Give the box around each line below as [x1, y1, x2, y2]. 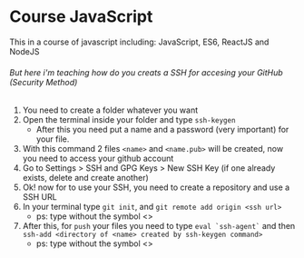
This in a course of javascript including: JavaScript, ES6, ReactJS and [9, 36, 270, 47]
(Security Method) [9, 76, 78, 87]
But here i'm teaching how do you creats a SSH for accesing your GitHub [9, 66, 283, 78]
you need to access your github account [22, 153, 174, 164]
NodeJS [9, 45, 40, 56]
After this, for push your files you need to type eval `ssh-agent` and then [22, 221, 296, 232]
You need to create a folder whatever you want [22, 104, 199, 115]
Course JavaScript [9, 6, 153, 27]
